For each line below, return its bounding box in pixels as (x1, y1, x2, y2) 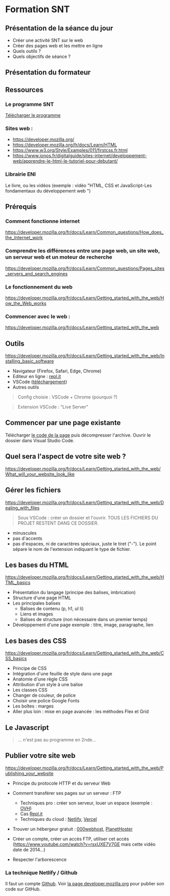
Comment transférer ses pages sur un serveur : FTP (12, 790, 121, 796)
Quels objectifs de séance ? (12, 53, 71, 59)
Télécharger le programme (5, 112, 61, 118)
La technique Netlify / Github (5, 869, 77, 876)
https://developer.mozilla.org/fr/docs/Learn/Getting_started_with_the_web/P (5, 765, 164, 771)
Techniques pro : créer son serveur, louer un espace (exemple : (20, 799, 153, 806)
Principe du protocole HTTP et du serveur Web (12, 780, 111, 786)
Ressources (5, 85, 44, 94)
